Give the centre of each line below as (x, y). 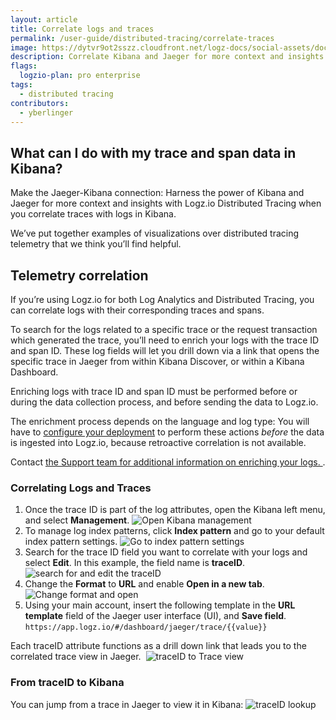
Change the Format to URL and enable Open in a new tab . (144, 584)
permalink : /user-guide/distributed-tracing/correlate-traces (142, 38)
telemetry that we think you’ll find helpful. (96, 244)
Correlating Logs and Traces (81, 488)
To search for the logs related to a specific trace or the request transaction (164, 329)
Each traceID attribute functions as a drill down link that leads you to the (158, 646)
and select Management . (77, 520)
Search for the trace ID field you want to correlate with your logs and (166, 552)
